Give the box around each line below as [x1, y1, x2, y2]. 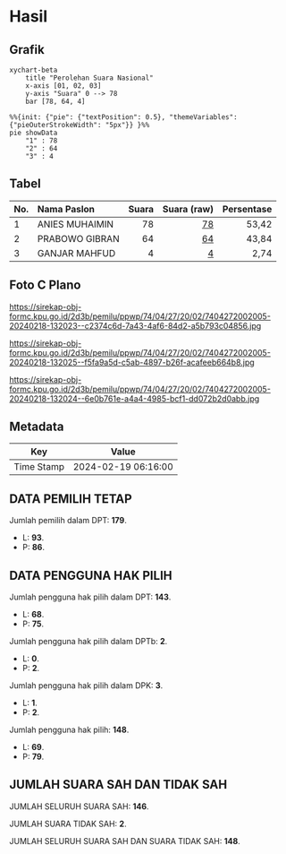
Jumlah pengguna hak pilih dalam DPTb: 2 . [9, 636, 168, 647]
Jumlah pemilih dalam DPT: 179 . [9, 515, 127, 526]
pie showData [9, 128, 58, 137]
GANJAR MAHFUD [37, 246, 116, 259]
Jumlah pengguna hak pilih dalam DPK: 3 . [9, 680, 164, 691]
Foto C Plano [9, 278, 81, 293]
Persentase [222, 203, 273, 215]
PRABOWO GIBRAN [37, 232, 120, 245]
